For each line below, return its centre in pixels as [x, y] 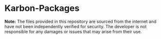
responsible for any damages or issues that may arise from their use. [73, 31]
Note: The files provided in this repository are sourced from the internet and [80, 21]
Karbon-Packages [42, 8]
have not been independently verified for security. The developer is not [76, 26]
